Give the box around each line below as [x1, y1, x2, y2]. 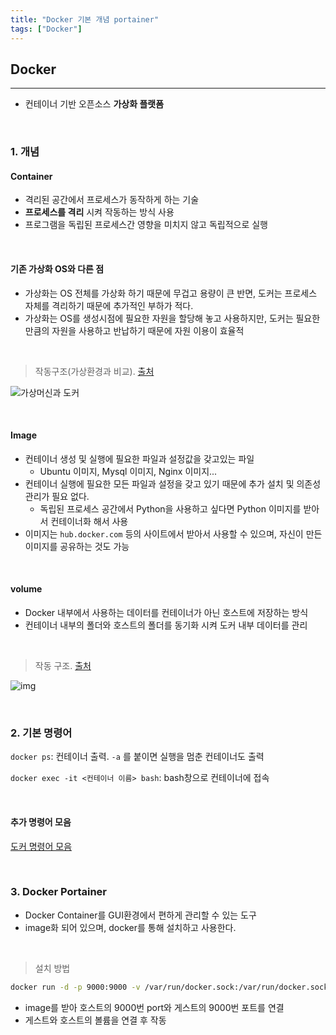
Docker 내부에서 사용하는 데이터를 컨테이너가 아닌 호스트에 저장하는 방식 [24, 607, 309, 619]
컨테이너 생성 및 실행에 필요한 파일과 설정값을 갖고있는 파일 [24, 452, 255, 465]
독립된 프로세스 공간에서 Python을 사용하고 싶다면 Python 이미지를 [39, 502, 302, 515]
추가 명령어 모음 [10, 816, 72, 828]
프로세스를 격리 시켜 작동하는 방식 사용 [24, 206, 175, 218]
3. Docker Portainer [10, 885, 107, 899]
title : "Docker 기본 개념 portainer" [10, 14, 160, 25]
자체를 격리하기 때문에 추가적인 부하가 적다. [24, 299, 194, 311]
